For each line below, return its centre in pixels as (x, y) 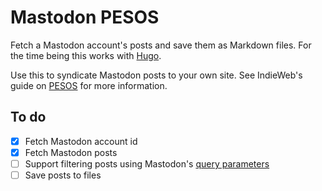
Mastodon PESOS (85, 17)
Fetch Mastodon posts (71, 152)
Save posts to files (63, 175)
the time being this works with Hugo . (86, 55)
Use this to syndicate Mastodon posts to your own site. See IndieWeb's (156, 75)
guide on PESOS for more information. (89, 85)
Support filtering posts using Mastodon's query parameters (147, 163)
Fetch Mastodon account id (81, 141)
